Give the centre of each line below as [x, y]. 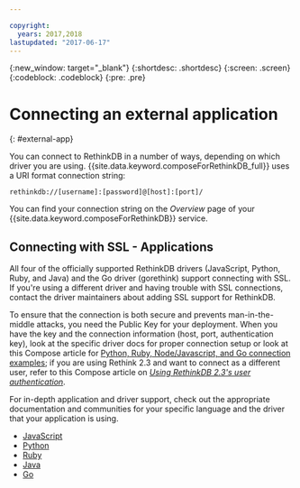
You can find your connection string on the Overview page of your [132, 209]
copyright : [30, 25]
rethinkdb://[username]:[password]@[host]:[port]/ [106, 192]
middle [22, 325]
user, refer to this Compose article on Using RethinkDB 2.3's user [130, 373]
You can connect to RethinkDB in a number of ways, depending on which [145, 157]
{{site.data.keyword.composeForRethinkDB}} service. [109, 218]
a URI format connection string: [68, 176]
